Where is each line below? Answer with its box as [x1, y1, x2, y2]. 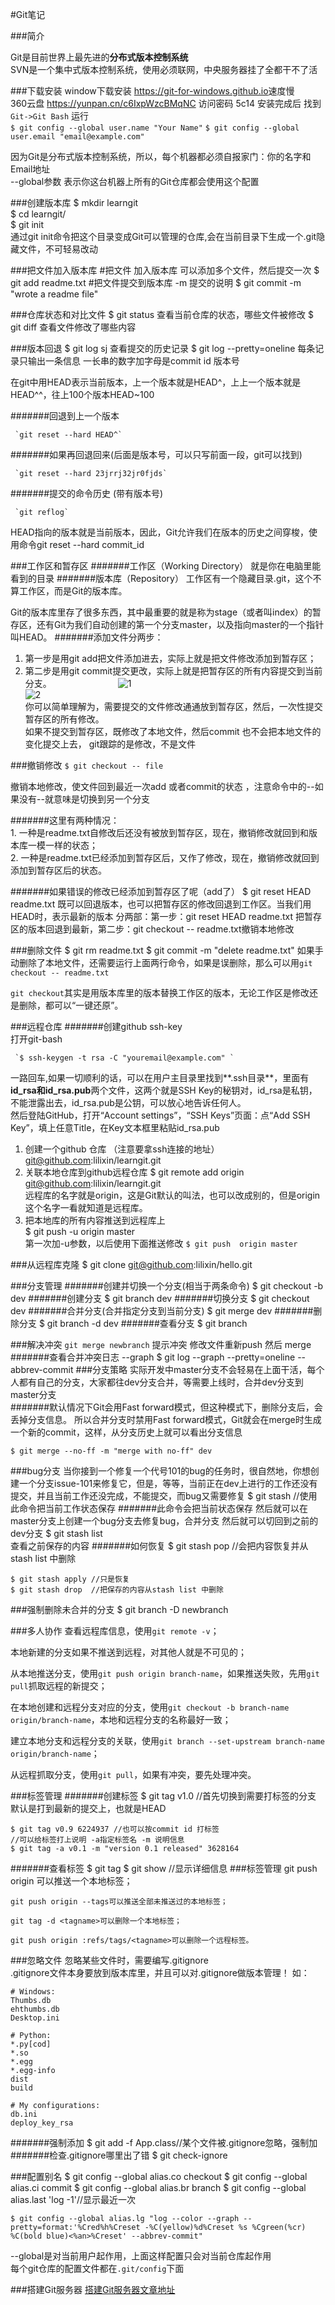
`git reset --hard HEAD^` [14, 430, 123, 440]
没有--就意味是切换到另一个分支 [18, 793, 150, 805]
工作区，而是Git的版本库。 [18, 585, 128, 597]
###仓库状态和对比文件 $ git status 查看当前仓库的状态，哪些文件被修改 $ [10, 309, 314, 320]
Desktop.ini [10, 2013, 60, 2023]
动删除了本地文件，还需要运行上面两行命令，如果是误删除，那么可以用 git [10, 957, 313, 968]
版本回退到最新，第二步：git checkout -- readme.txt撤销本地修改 [27, 923, 295, 935]
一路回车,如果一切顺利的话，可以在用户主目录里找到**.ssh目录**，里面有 [10, 1072, 310, 1083]
